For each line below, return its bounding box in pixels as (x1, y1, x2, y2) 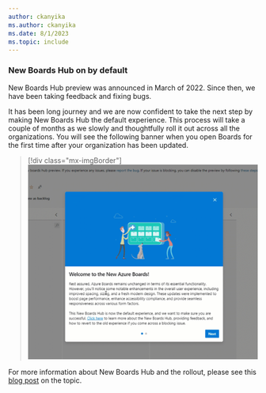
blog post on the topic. (8, 376, 82, 385)
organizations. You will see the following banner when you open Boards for (8, 131, 253, 142)
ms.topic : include (8, 38, 69, 46)
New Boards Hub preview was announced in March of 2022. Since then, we (8, 83, 256, 93)
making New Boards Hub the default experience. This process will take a (8, 115, 245, 124)
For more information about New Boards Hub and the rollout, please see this (8, 368, 257, 377)
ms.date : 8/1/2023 (8, 29, 69, 37)
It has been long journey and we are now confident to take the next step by (8, 107, 253, 116)
